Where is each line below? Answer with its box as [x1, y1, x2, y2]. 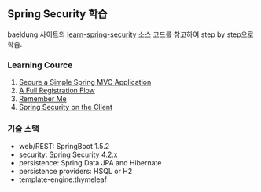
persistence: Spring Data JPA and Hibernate [18, 158, 162, 168]
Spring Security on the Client [18, 103, 113, 112]
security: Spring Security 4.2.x [18, 150, 118, 159]
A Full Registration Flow [18, 85, 96, 96]
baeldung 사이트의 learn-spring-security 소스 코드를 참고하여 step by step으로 [7, 30, 254, 39]
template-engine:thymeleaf [18, 175, 108, 184]
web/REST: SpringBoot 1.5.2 [18, 142, 110, 151]
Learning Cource [7, 60, 73, 71]
